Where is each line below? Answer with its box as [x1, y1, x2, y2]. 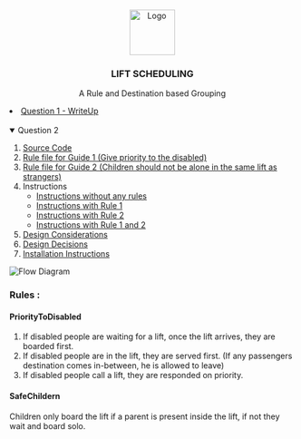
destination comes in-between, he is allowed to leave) [22, 360, 225, 371]
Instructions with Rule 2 [35, 210, 125, 221]
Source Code [22, 142, 73, 153]
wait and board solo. [9, 420, 86, 431]
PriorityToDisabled [9, 311, 82, 322]
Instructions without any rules [35, 190, 148, 201]
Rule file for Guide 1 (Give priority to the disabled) [22, 152, 208, 163]
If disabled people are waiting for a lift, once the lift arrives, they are [22, 331, 277, 342]
